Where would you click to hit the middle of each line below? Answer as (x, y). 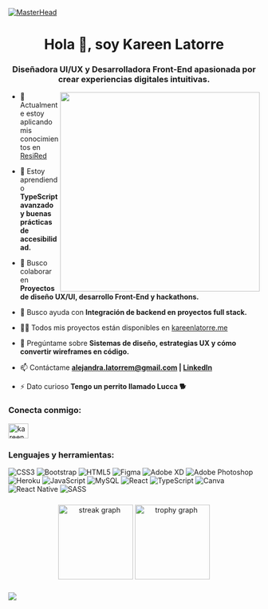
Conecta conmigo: (45, 411)
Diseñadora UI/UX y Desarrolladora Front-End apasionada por (134, 69)
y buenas (35, 214)
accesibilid (38, 239)
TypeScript (39, 197)
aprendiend (39, 180)
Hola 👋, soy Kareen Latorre (134, 45)
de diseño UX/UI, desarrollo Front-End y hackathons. (109, 297)
